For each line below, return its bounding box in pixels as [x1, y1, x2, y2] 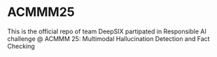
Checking [7, 42, 35, 50]
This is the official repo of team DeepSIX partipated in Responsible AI [7, 27, 206, 35]
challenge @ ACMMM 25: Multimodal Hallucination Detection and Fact [7, 34, 210, 42]
